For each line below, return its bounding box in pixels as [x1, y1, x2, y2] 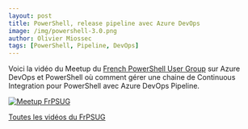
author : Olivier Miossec [8, 34, 92, 43]
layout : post [8, 11, 53, 20]
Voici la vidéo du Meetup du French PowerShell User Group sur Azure [8, 64, 241, 73]
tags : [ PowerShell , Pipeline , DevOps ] [8, 42, 139, 50]
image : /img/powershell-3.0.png [8, 27, 117, 35]
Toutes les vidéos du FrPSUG [8, 112, 107, 122]
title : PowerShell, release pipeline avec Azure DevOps [8, 19, 200, 27]
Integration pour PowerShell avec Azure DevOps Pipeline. [8, 81, 200, 91]
